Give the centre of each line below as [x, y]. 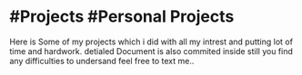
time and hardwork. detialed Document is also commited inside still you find [151, 51]
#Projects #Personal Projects [122, 17]
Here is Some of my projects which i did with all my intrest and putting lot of [151, 42]
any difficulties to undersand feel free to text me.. [102, 61]
